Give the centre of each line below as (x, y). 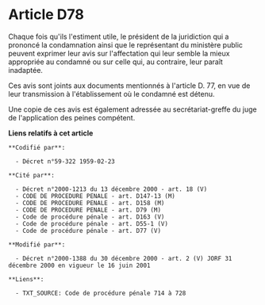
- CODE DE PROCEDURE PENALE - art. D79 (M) (88, 210)
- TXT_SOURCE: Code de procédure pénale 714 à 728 (101, 293)
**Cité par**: (32, 175)
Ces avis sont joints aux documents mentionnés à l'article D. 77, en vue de (129, 86)
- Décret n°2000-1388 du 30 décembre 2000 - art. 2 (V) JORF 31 (124, 258)
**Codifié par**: (37, 147)
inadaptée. (26, 70)
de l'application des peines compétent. (72, 117)
